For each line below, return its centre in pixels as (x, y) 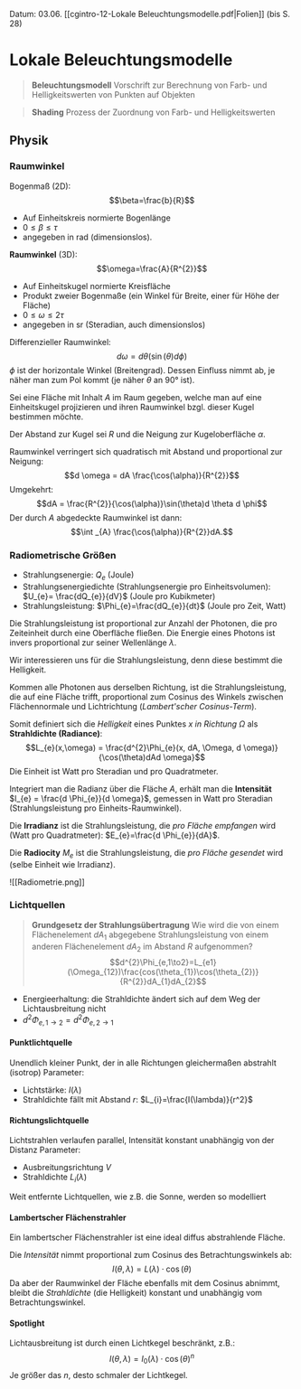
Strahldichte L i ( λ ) (55, 1178)
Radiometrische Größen (63, 555)
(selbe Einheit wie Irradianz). (62, 864)
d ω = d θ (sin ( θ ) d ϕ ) (152, 356)
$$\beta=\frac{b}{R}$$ (152, 200)
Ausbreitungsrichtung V (66, 1168)
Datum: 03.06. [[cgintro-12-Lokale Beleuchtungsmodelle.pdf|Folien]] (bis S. (150, 14)
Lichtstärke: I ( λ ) (52, 1090)
